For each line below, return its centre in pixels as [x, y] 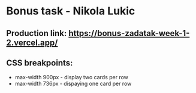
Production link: [37, 33]
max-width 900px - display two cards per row [72, 77]
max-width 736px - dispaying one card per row [73, 84]
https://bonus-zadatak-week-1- [129, 33]
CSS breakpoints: [40, 63]
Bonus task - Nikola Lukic [71, 11]
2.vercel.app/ [32, 42]
